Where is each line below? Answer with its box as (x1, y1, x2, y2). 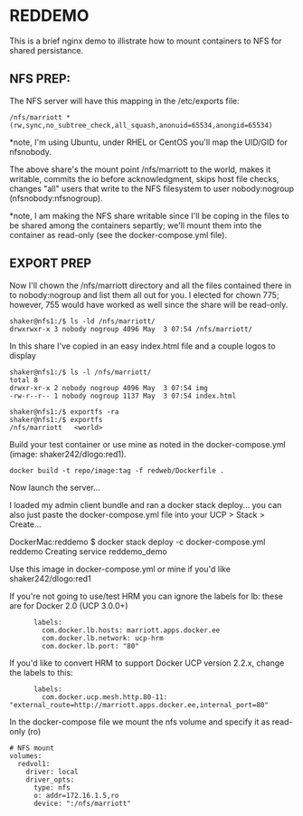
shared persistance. (9, 44, 84, 55)
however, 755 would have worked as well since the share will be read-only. (9, 299, 289, 310)
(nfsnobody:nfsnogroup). (9, 192, 103, 204)
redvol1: (17, 759, 51, 768)
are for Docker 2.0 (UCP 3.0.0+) (9, 600, 128, 611)
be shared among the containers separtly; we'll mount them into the (9, 219, 262, 231)
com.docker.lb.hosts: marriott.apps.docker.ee (42, 626, 221, 635)
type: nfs (33, 782, 71, 792)
